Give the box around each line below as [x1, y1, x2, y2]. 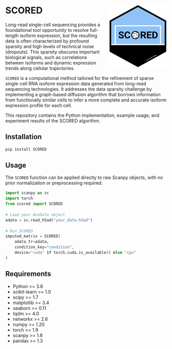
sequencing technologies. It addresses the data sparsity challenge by [5, 86, 152, 92]
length [5, 32, 19, 38]
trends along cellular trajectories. [5, 65, 75, 71]
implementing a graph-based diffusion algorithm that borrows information [5, 91, 161, 97]
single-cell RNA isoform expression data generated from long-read [5, 80, 146, 87]
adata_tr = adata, [14, 239, 50, 244]
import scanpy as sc [5, 191, 50, 196]
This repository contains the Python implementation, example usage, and [5, 112, 160, 118]
